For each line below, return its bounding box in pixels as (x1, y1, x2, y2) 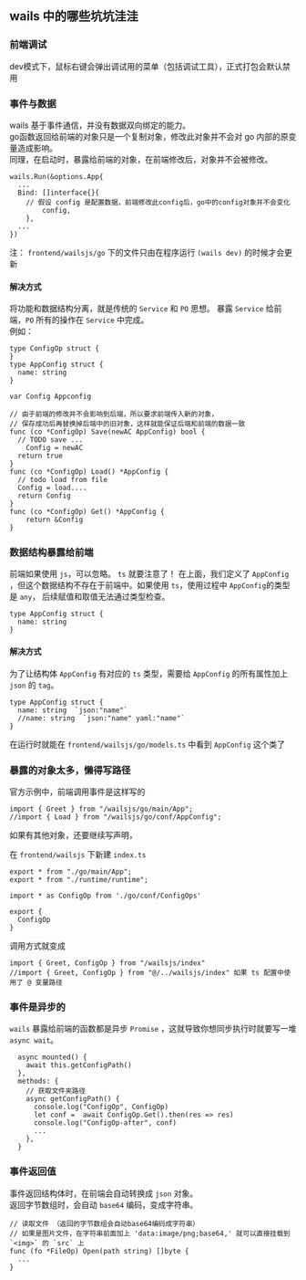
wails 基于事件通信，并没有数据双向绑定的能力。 (9, 120, 191, 131)
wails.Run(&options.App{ (9, 172, 104, 181)
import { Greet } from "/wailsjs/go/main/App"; (9, 804, 194, 813)
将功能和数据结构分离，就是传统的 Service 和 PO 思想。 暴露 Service (9, 303, 264, 314)
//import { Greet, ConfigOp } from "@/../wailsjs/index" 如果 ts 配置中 (9, 968, 284, 977)
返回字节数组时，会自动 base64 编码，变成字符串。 (9, 1199, 199, 1210)
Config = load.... (17, 483, 88, 493)
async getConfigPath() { (25, 1095, 120, 1104)
